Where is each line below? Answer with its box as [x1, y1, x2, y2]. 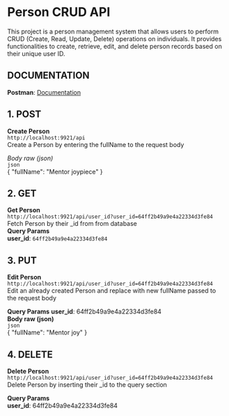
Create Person [7, 127, 50, 135]
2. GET [7, 187, 37, 199]
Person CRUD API [7, 4, 111, 20]
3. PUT [7, 254, 37, 266]
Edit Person [7, 273, 42, 282]
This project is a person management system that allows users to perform [7, 27, 219, 36]
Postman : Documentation [7, 88, 81, 96]
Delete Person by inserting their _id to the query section [7, 380, 167, 389]
